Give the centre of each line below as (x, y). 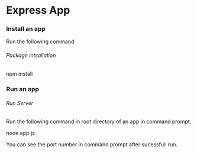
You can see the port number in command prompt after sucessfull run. (92, 144)
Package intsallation (31, 55)
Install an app (26, 29)
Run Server (20, 103)
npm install (20, 73)
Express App (38, 10)
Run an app (23, 89)
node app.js (21, 133)
